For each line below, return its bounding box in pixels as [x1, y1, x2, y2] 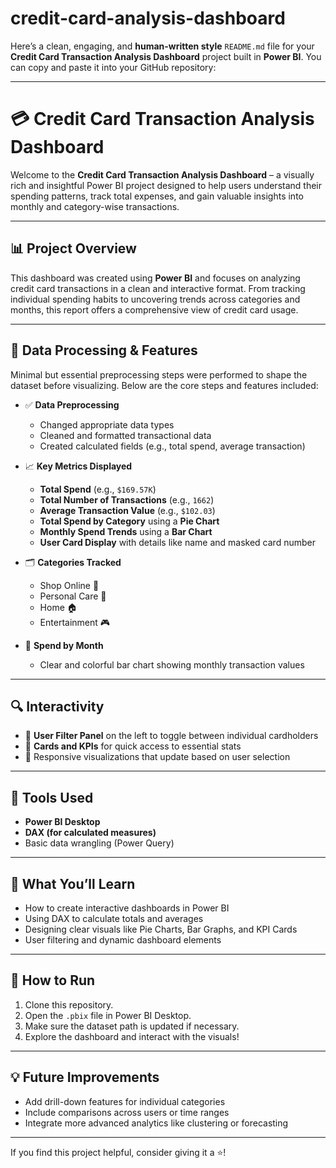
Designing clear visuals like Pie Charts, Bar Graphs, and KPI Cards [24, 923, 298, 935]
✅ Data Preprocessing [24, 398, 120, 411]
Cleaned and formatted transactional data [39, 429, 212, 441]
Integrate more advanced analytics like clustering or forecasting [24, 1117, 289, 1129]
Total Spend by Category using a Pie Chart [39, 515, 220, 527]
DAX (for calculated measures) [24, 827, 157, 839]
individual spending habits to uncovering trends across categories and [10, 293, 301, 305]
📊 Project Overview [10, 240, 137, 257]
